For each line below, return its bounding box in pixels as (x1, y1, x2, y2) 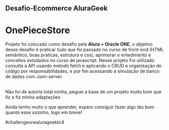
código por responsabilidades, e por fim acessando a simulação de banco (5, 68, 160, 74)
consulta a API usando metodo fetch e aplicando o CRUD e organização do (5, 63, 162, 69)
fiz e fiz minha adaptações (5, 94, 61, 101)
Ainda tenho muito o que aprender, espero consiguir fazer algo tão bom (5, 104, 154, 110)
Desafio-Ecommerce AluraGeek (5, 4, 108, 13)
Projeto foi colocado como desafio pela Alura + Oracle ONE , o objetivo (5, 41, 153, 47)
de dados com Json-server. (5, 74, 63, 80)
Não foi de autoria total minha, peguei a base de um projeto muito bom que (5, 89, 162, 95)
